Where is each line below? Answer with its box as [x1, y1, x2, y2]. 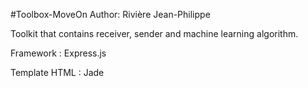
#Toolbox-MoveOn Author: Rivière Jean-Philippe [10, 9, 211, 20]
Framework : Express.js [10, 47, 107, 59]
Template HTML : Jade [10, 67, 105, 78]
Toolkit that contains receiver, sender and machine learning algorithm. [10, 28, 299, 39]
